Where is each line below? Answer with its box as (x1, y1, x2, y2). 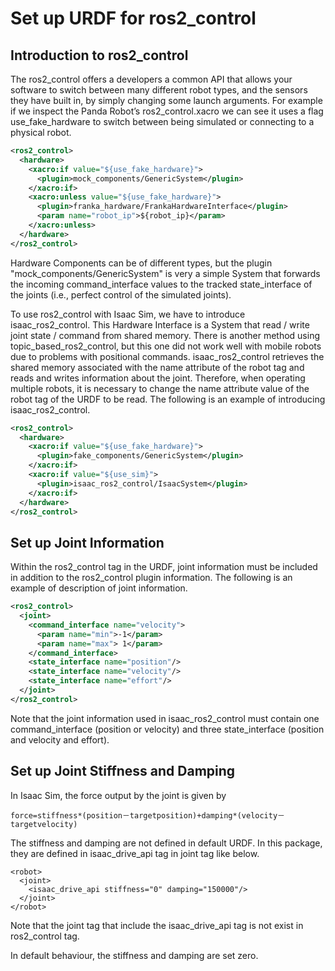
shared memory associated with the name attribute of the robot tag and (10, 361, 305, 373)
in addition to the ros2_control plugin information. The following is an (10, 572, 293, 584)
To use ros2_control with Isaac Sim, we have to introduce (10, 308, 246, 320)
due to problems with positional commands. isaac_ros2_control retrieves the (10, 350, 325, 362)
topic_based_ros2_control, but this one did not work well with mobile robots (10, 340, 322, 352)
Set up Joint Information (10, 534, 165, 551)
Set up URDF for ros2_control (10, 7, 257, 30)
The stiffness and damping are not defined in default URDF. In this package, (10, 837, 323, 849)
